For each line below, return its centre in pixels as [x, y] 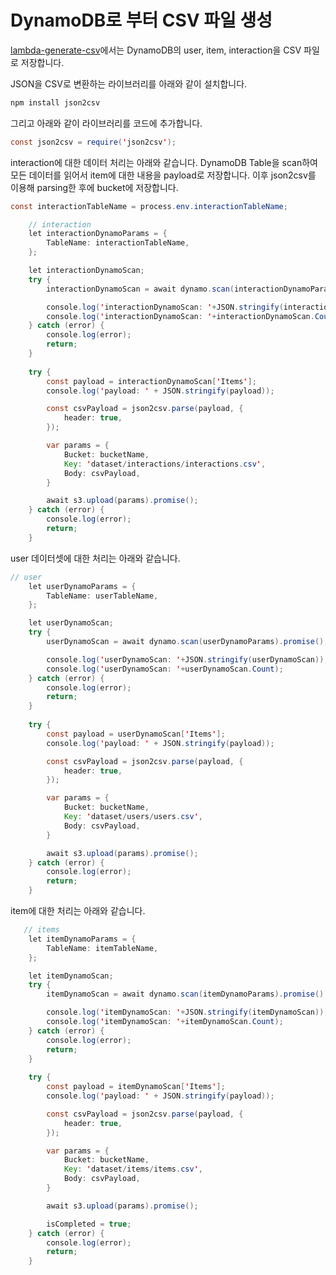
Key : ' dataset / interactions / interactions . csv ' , [165, 464]
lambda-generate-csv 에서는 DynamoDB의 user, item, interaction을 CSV [156, 50]
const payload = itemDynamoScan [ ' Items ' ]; [136, 1087]
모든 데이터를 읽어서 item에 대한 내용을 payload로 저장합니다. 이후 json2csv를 [163, 175]
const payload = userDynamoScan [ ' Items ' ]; [136, 734]
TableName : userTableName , [102, 596]
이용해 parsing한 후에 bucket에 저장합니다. [94, 187]
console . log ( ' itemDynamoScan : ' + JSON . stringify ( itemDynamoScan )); [187, 1012]
